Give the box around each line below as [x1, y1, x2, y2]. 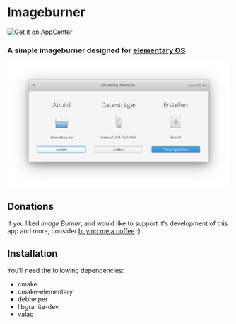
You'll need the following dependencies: [7, 267, 124, 275]
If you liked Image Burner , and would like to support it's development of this [7, 219, 228, 228]
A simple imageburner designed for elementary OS [7, 45, 186, 55]
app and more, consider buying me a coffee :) [7, 227, 141, 235]
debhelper [17, 295, 48, 303]
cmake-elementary [17, 288, 73, 296]
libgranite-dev [17, 303, 59, 311]
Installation [7, 247, 58, 259]
